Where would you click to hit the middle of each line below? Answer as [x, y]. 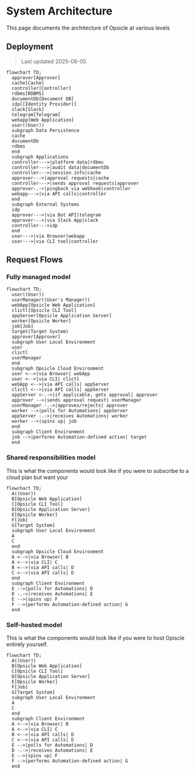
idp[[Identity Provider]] [44, 104]
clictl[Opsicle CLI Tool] [44, 311]
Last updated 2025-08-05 [53, 61]
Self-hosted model [34, 624]
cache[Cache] [28, 83]
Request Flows [35, 260]
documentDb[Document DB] [43, 99]
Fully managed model [38, 277]
